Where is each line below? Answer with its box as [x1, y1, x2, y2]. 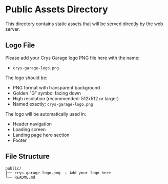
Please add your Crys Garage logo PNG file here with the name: [5, 54, 140, 61]
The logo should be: [5, 75, 48, 81]
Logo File [5, 41, 35, 50]
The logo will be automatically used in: [5, 111, 87, 117]
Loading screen [12, 126, 46, 132]
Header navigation [12, 121, 52, 127]
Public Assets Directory [5, 4, 109, 15]
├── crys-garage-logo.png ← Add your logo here [5, 170, 111, 175]
